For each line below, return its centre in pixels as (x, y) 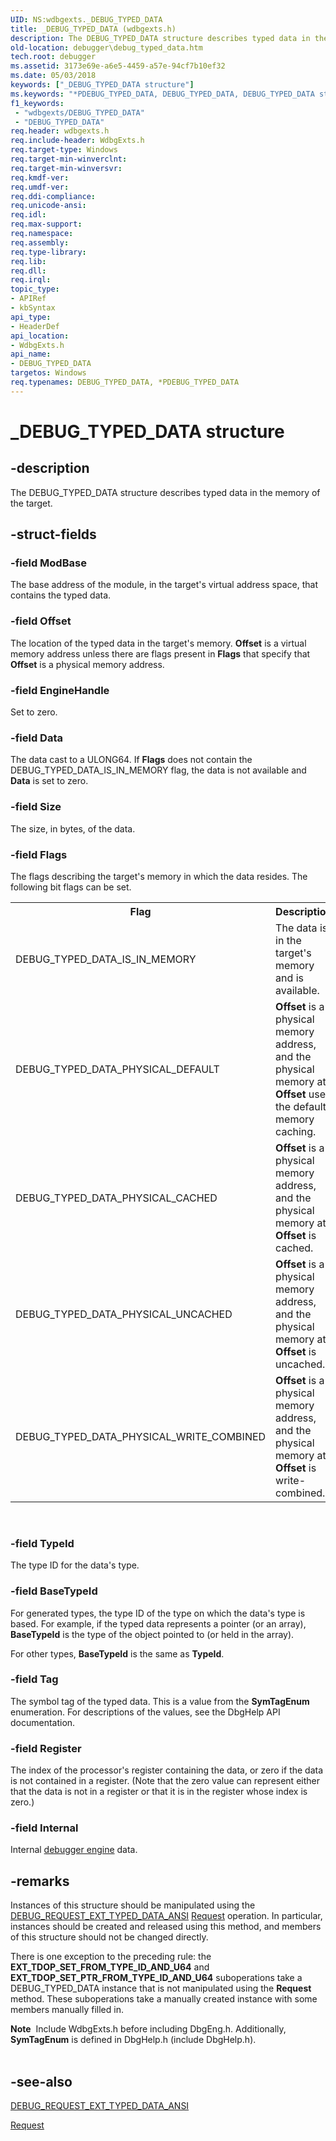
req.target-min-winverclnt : (69, 159)
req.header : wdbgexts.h (60, 131)
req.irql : (31, 280)
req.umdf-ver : (40, 187)
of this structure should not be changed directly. (109, 1937)
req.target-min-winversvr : (66, 168)
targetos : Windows (48, 373)
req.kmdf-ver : (40, 177)
